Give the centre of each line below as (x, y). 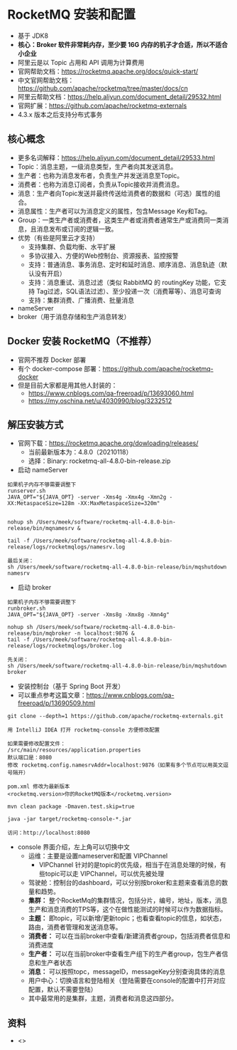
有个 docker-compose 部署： (60, 368)
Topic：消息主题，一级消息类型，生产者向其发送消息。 (97, 166)
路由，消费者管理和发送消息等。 (75, 927)
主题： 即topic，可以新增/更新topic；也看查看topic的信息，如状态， (127, 918)
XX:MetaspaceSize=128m (41, 504)
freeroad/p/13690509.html (56, 703)
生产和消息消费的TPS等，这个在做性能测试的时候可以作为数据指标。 (127, 910)
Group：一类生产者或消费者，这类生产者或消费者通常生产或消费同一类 (120, 220)
